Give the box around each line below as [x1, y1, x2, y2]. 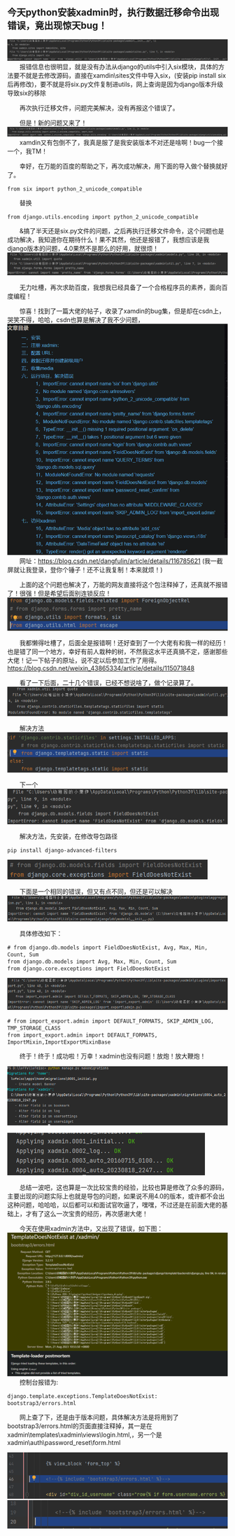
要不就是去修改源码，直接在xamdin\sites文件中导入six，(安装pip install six [13, 71, 226, 80]
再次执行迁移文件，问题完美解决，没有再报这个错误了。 [20, 104, 179, 112]
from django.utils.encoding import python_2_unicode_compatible [7, 213, 199, 221]
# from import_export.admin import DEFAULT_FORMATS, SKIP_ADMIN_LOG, [7, 1018, 215, 1025]
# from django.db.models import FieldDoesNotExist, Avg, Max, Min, [7, 944, 208, 951]
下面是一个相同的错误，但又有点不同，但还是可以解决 [20, 887, 173, 895]
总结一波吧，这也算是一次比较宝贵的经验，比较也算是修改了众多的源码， [20, 1183, 228, 1192]
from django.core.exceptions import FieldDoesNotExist [7, 965, 171, 972]
